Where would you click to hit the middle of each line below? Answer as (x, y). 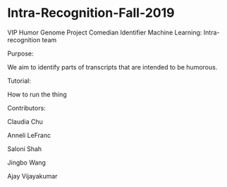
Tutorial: (19, 80)
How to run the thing (37, 94)
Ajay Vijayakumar (32, 176)
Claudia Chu (25, 122)
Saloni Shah (25, 148)
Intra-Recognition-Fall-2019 (91, 13)
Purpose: (20, 53)
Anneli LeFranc (29, 135)
